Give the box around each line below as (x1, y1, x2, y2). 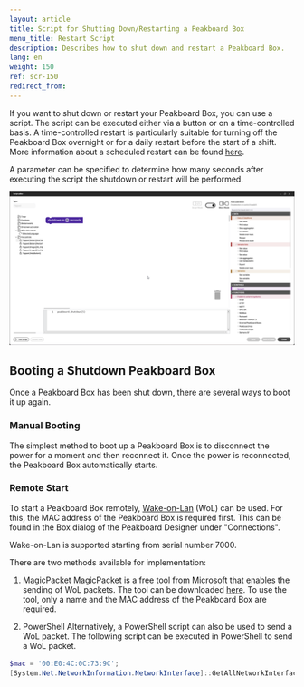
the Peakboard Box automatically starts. (9, 459, 158, 470)
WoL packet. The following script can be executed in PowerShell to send (22, 631, 293, 642)
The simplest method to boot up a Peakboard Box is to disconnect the (9, 440, 270, 451)
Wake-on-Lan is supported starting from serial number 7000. (9, 539, 237, 550)
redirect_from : (9, 82, 67, 91)
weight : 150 (9, 63, 54, 72)
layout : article (9, 15, 71, 24)
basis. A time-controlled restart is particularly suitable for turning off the (9, 127, 278, 138)
